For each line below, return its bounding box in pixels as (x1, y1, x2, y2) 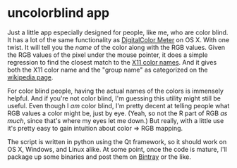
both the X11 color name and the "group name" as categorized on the (7, 65, 208, 74)
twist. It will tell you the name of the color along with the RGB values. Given (7, 43, 226, 51)
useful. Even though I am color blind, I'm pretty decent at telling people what (7, 101, 230, 110)
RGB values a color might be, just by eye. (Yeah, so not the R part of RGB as (7, 109, 228, 117)
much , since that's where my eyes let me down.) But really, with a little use (7, 116, 224, 124)
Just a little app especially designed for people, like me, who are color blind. (7, 28, 229, 37)
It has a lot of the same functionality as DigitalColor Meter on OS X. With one (7, 35, 230, 44)
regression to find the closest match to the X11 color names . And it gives (7, 58, 217, 66)
